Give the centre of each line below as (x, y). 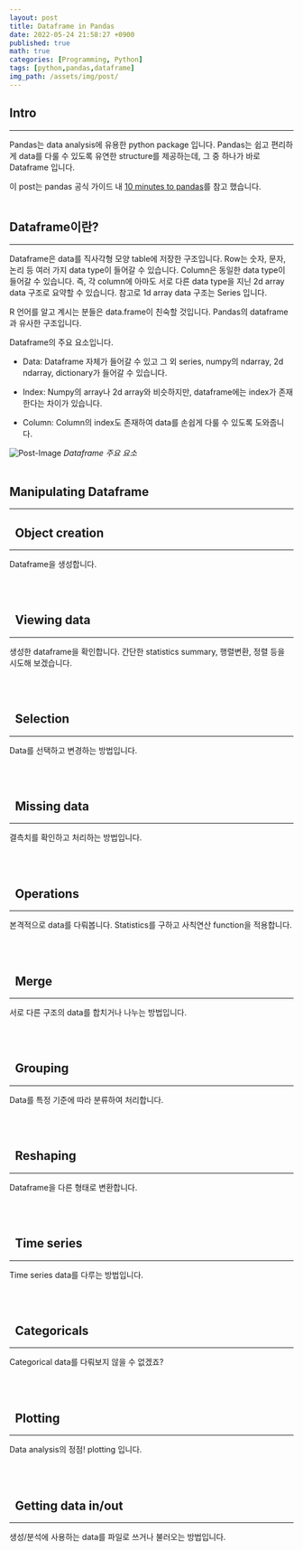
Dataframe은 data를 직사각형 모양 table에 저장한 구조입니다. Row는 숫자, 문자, (148, 259)
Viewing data (53, 620)
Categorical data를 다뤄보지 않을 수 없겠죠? (87, 1362)
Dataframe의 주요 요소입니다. (62, 342)
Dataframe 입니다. (42, 167)
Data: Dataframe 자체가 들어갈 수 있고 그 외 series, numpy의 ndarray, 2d (153, 361)
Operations (47, 894)
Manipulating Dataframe (79, 492)
